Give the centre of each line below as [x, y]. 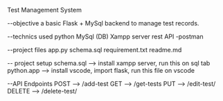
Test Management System [44, 10]
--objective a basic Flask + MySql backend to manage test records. [103, 23]
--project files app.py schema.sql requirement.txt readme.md [95, 50]
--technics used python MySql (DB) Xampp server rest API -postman [105, 36]
